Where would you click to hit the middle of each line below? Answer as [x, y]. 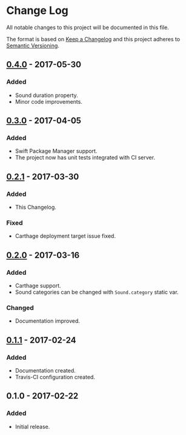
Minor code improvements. [49, 101]
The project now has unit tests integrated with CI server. [85, 158]
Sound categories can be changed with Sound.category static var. [97, 292]
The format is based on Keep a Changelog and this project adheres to [93, 39]
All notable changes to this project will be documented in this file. [88, 27]
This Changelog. [35, 207]
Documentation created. [45, 370]
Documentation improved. [48, 321]
